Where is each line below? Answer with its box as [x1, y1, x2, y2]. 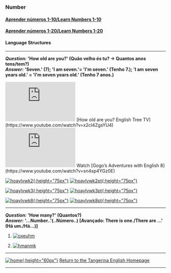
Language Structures [5, 39, 51, 45]
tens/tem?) [5, 61, 30, 67]
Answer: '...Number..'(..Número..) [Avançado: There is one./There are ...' [5, 217, 163, 224]
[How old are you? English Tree [76, 117, 142, 123]
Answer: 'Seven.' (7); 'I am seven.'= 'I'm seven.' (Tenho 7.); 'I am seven [5, 66, 158, 72]
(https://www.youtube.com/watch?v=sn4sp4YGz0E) [5, 168, 116, 174]
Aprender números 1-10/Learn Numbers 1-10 [5, 16, 102, 22]
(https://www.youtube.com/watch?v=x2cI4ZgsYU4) [5, 122, 113, 128]
